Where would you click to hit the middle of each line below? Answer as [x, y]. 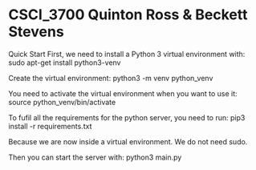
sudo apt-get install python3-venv [65, 63]
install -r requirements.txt [50, 126]
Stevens [36, 32]
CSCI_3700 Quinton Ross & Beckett [128, 15]
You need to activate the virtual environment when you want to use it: [123, 93]
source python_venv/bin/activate [62, 102]
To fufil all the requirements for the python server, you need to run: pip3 [127, 117]
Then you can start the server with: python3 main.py [95, 157]
